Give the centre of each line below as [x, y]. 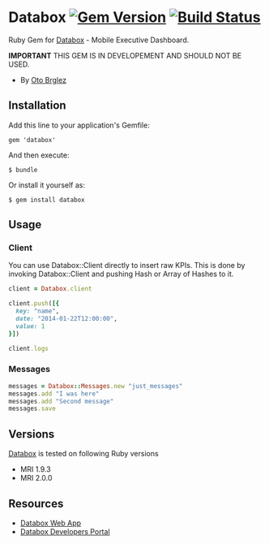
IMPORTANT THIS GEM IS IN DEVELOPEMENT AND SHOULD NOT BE [125, 55]
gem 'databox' [32, 140]
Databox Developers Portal [65, 531]
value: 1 [30, 326]
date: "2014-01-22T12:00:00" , [66, 319]
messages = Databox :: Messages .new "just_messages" [96, 386]
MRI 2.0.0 [36, 478]
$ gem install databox [47, 200]
